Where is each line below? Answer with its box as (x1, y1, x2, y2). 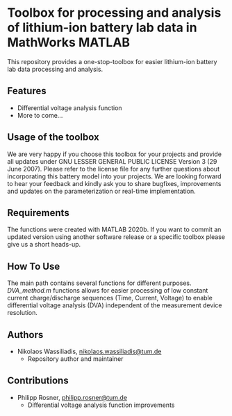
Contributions (7, 375, 69, 387)
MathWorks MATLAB (7, 35, 131, 50)
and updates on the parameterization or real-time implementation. (7, 187, 196, 195)
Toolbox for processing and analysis (7, 5, 222, 21)
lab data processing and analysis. (7, 65, 103, 73)
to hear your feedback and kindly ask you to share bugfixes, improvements (7, 179, 222, 187)
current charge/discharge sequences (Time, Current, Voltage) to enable (7, 294, 213, 302)
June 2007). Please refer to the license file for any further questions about (7, 164, 220, 173)
